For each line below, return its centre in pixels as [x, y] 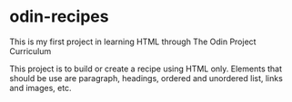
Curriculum [30, 51]
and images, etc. [40, 88]
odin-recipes [59, 17]
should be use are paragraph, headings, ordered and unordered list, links [146, 78]
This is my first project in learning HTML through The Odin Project [133, 42]
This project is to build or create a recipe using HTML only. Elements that [146, 69]
